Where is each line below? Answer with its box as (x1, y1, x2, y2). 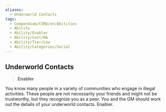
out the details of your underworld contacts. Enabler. (5, 102, 114, 108)
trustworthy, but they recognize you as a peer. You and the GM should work (5, 96, 161, 102)
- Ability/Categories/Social (9, 44, 70, 49)
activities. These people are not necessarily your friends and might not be (5, 91, 157, 97)
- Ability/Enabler (9, 30, 48, 35)
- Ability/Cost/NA (9, 35, 48, 40)
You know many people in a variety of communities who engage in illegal (5, 86, 155, 92)
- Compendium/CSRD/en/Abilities (9, 21, 77, 26)
